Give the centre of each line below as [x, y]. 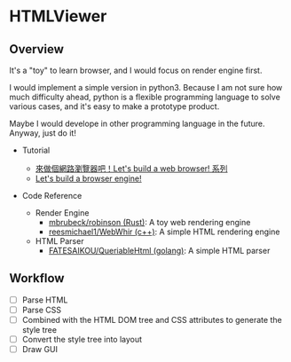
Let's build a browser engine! [88, 178]
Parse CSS [42, 310]
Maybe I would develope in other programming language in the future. [137, 123]
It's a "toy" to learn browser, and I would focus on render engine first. [136, 70]
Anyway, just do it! [43, 133]
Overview [37, 49]
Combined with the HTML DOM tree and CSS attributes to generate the [152, 319]
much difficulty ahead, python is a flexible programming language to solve [145, 97]
